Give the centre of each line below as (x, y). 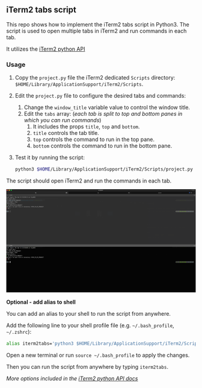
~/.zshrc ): (19, 331)
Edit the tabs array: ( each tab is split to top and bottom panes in (103, 114)
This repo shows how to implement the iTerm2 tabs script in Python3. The (98, 24)
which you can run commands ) (63, 120)
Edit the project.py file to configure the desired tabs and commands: (100, 96)
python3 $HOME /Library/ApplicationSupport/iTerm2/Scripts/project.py (104, 169)
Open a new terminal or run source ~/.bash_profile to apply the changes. (98, 355)
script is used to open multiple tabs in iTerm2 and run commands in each (96, 31)
